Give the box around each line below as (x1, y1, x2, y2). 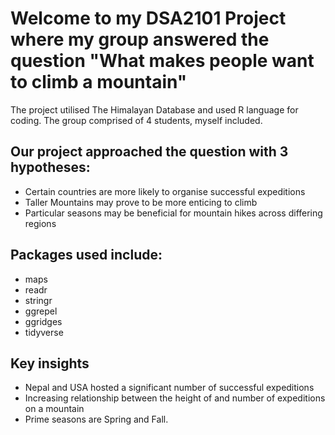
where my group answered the (10, 28, 270, 51)
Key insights (10, 355, 90, 372)
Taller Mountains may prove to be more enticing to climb (24, 196, 258, 208)
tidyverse (24, 326, 64, 338)
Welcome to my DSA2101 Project (10, 7, 287, 30)
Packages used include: (10, 247, 163, 264)
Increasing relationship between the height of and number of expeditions (24, 392, 326, 404)
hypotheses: (10, 159, 91, 176)
